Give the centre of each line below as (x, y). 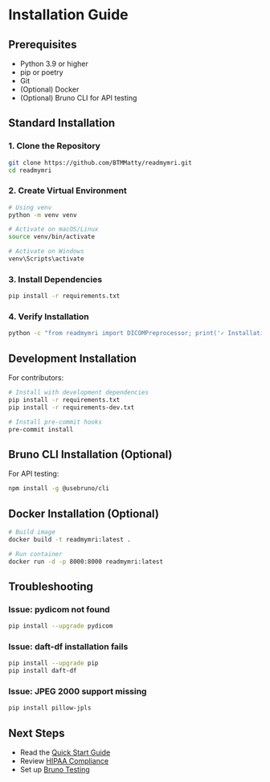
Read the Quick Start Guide (65, 752)
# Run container (35, 554)
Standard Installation (62, 123)
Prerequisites (43, 45)
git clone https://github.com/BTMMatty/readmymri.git (100, 162)
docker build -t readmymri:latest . (70, 539)
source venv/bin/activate (51, 237)
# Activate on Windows (46, 252)
